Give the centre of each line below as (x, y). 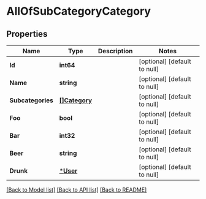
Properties (27, 34)
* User (68, 171)
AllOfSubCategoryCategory (79, 11)
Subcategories (31, 100)
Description (115, 51)
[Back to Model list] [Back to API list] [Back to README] (77, 190)
